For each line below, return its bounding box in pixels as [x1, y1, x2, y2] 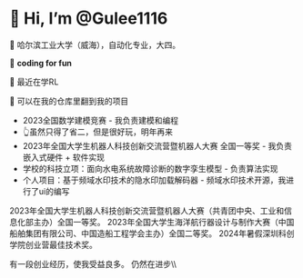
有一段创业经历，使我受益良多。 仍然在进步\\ [9, 258, 177, 269]
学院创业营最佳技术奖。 [9, 239, 97, 250]
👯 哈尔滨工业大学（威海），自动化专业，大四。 [9, 39, 181, 50]
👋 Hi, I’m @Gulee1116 [9, 8, 168, 29]
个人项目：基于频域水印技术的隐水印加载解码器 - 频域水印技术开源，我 [22, 174, 287, 185]
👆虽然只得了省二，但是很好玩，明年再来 [22, 126, 173, 137]
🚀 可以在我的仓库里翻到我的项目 [9, 95, 129, 106]
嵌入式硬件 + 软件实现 [22, 152, 105, 163]
